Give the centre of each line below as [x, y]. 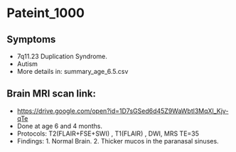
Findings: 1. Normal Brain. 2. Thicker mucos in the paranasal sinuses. [118, 141]
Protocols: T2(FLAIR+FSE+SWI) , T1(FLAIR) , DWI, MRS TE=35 [108, 134]
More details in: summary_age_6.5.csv [73, 71]
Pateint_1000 [45, 13]
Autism [27, 64]
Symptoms [31, 39]
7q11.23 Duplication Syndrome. [62, 56]
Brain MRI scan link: [52, 94]
